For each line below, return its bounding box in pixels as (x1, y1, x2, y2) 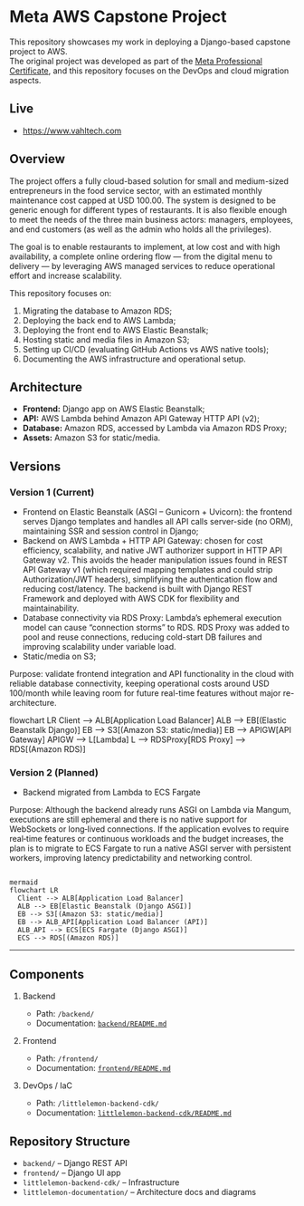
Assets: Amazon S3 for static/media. (22, 432, 161, 443)
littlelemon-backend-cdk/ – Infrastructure (22, 1176, 180, 1188)
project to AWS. (9, 45, 68, 56)
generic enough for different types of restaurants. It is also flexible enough (9, 204, 288, 215)
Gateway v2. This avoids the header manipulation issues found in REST (22, 555, 288, 565)
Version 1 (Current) (9, 486, 95, 498)
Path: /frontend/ (35, 1053, 99, 1064)
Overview (9, 151, 66, 167)
